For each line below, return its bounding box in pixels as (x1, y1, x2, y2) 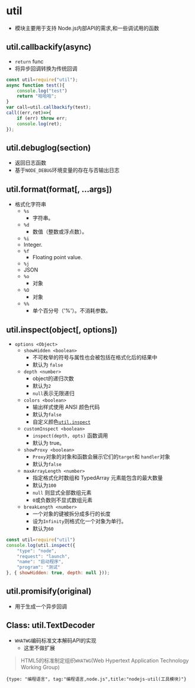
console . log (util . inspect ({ (6, 542, 76, 548)
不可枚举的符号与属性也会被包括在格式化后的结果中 (32, 353, 158, 361)
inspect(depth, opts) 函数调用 (32, 432, 108, 439)
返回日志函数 (14, 159, 46, 167)
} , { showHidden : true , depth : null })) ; (6, 570, 110, 576)
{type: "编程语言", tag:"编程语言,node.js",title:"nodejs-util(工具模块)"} (6, 676, 187, 682)
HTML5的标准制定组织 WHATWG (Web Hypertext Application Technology (20, 657, 189, 664)
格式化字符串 (14, 200, 46, 208)
